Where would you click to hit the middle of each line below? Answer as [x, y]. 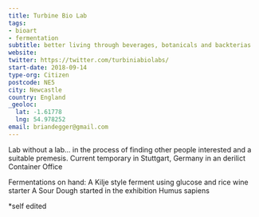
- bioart [23, 30]
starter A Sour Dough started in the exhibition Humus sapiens [109, 190]
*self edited [27, 206]
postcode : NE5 [32, 82]
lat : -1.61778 [39, 112]
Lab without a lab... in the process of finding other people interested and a [130, 149]
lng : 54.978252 [41, 120]
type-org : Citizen [39, 75]
